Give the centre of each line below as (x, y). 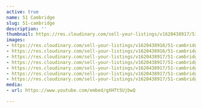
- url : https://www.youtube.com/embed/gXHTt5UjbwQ (71, 91)
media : (14, 85)
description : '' (26, 29)
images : (16, 40)
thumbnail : (20, 34)
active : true (23, 12)
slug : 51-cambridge (31, 23)
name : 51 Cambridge (31, 17)
